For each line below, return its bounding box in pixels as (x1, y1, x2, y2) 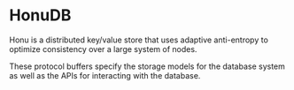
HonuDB (9, 5, 72, 26)
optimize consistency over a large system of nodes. (9, 43, 197, 54)
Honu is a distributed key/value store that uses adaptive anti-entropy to (9, 34, 268, 45)
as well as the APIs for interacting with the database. (9, 70, 201, 80)
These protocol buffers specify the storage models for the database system (9, 61, 286, 71)
